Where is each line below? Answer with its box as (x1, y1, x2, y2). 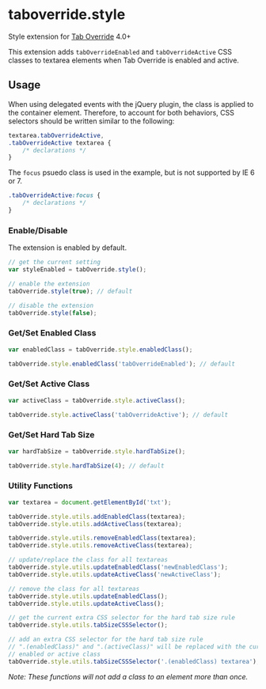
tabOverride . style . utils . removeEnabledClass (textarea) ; (8, 534, 196, 543)
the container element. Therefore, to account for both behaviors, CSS (8, 108, 235, 117)
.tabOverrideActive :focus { (8, 191, 101, 199)
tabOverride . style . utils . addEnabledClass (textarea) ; (8, 513, 186, 521)
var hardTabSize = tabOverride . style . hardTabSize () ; (8, 447, 186, 456)
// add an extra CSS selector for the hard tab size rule (8, 635, 203, 644)
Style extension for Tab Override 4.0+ (8, 32, 131, 41)
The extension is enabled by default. (8, 243, 127, 252)
